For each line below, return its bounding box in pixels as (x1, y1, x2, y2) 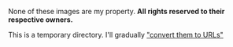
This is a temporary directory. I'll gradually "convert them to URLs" (8, 31, 224, 39)
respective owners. (8, 15, 73, 24)
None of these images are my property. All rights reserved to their (8, 7, 225, 16)
